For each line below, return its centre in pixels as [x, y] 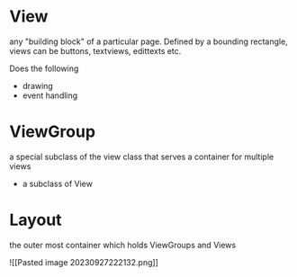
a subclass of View [57, 183]
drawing [38, 85]
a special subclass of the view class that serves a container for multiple [142, 156]
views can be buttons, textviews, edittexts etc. [95, 50]
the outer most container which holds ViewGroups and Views [123, 245]
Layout [36, 220]
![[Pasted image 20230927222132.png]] [84, 262]
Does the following [44, 68]
